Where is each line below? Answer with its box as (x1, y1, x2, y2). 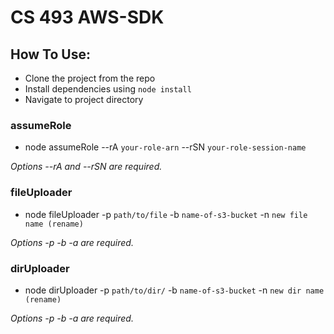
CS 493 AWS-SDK (10, 6, 165, 29)
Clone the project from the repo (24, 72, 156, 84)
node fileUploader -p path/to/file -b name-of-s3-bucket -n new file (24, 208, 308, 220)
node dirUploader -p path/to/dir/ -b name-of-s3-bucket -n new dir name (24, 284, 325, 296)
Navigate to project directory (24, 94, 144, 105)
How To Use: (10, 46, 91, 63)
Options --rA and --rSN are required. (10, 161, 163, 173)
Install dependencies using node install (24, 83, 192, 95)
